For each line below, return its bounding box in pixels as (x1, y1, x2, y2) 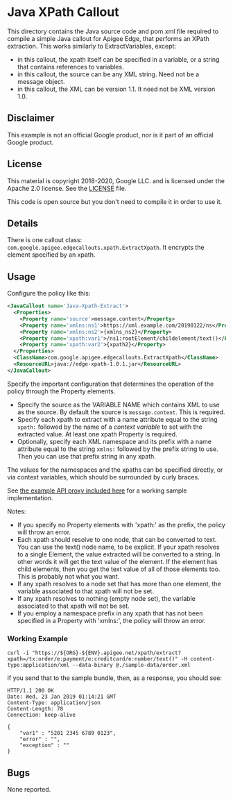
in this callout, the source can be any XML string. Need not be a (17, 70, 200, 78)
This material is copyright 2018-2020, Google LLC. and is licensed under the (7, 176, 225, 185)
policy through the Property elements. (7, 386, 116, 395)
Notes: (7, 507, 26, 516)
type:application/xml (7, 662, 70, 669)
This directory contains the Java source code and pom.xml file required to (7, 27, 219, 35)
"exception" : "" (19, 742, 70, 749)
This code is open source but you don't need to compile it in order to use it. (7, 197, 223, 205)
